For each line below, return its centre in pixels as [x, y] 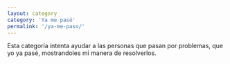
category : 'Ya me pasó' [42, 20]
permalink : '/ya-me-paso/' [46, 26]
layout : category [32, 13]
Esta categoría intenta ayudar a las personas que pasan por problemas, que [115, 46]
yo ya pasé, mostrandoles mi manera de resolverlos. [82, 53]
